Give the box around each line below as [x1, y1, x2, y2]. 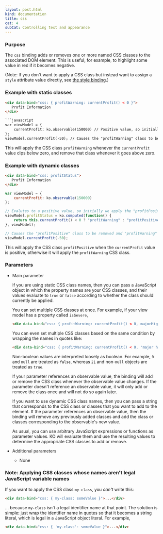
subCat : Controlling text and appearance [5, 25, 90, 30]
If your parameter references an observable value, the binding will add [12, 373, 153, 379]
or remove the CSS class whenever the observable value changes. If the [12, 378, 157, 384]
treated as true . [12, 364, 44, 369]
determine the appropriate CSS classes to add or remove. [12, 438, 128, 444]
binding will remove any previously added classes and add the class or [12, 414, 154, 419]
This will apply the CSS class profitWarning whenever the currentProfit [5, 145, 150, 150]
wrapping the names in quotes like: [12, 335, 82, 341]
